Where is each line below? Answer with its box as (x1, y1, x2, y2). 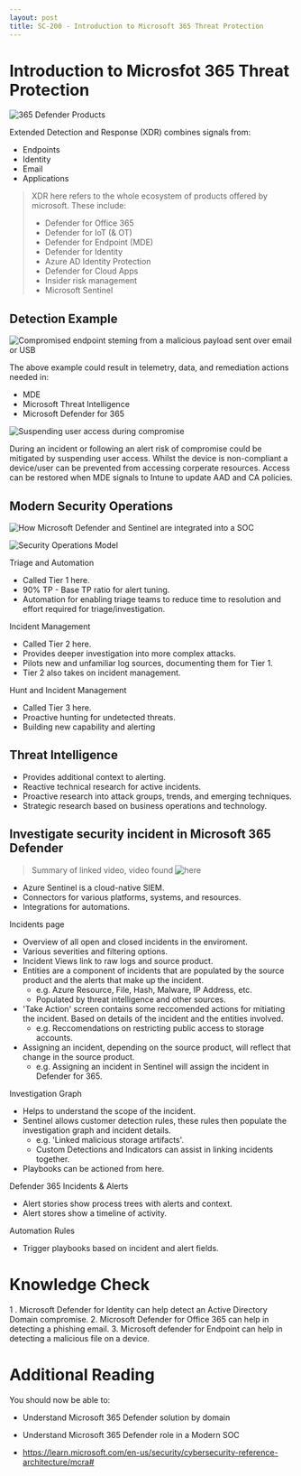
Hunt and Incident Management (9, 685, 127, 696)
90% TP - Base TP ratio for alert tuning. (22, 584, 170, 596)
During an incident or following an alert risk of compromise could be (9, 443, 262, 454)
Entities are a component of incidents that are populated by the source (22, 965, 285, 976)
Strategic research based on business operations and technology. (22, 800, 268, 811)
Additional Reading (9, 1364, 155, 1385)
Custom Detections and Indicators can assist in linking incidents (35, 1144, 273, 1155)
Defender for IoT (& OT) (44, 227, 132, 238)
